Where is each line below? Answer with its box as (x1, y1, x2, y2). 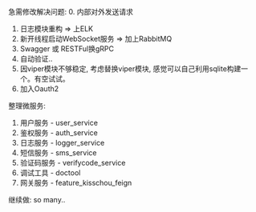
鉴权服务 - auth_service (19, 128, 98, 138)
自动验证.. (19, 54, 53, 63)
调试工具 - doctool (19, 168, 81, 178)
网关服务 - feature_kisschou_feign (19, 178, 132, 187)
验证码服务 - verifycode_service (19, 158, 126, 167)
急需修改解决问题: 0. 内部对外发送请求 (8, 7, 134, 16)
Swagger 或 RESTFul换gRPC (19, 44, 115, 54)
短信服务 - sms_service (19, 148, 97, 158)
